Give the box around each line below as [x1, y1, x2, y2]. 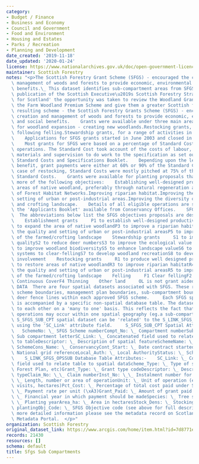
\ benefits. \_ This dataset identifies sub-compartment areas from [11, 86, 182, 92]
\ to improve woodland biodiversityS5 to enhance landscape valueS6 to [11, 245, 192, 252]
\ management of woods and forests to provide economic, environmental [11, 80, 192, 86]
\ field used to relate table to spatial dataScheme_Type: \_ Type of [11, 360, 190, 367]
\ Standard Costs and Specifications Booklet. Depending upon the [11, 157, 187, 163]
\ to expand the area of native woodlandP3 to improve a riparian [11, 223, 179, 229]
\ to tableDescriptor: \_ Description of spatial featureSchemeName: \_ [11, 339, 195, 345]
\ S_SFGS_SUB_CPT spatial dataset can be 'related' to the [11, 317, 161, 323]
